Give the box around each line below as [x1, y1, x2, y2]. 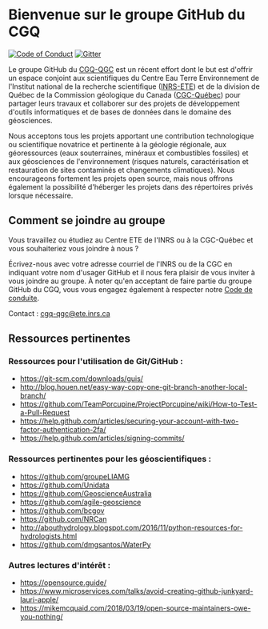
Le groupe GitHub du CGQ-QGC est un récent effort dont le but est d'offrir [8, 64, 254, 74]
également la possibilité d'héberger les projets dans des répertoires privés [8, 182, 254, 191]
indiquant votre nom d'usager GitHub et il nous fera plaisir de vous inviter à [8, 267, 256, 277]
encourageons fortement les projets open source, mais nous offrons [8, 174, 234, 183]
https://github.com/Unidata [19, 480, 110, 490]
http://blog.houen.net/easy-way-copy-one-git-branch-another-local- [19, 383, 248, 392]
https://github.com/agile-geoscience [19, 497, 142, 507]
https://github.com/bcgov [19, 506, 105, 515]
